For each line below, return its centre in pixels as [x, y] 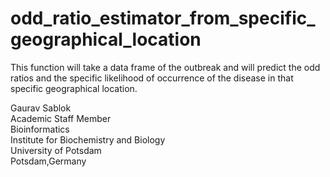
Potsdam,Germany [48, 161]
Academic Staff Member [61, 118]
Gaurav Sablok [41, 108]
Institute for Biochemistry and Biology [88, 139]
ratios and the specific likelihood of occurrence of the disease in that [152, 78]
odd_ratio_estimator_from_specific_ [163, 18]
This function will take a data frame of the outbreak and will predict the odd [165, 67]
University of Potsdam [56, 150]
